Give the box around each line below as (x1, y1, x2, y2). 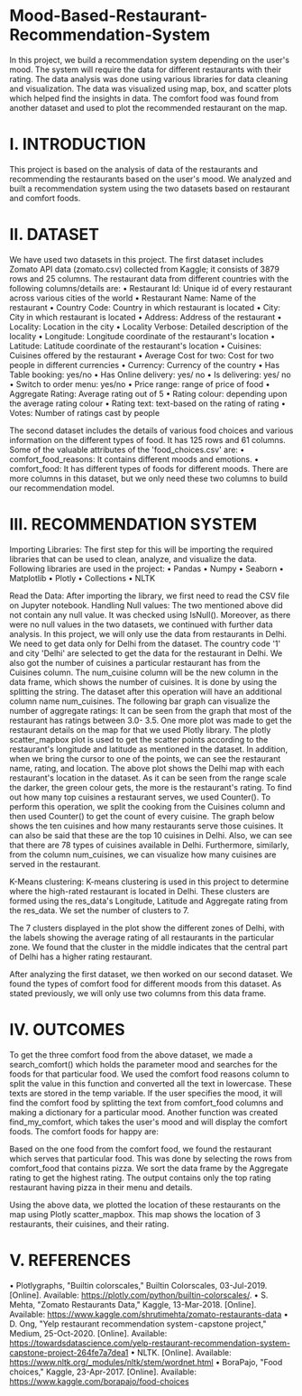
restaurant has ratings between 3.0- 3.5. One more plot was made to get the (9, 715, 292, 726)
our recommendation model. (9, 482, 115, 493)
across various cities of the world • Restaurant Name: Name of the (9, 292, 257, 303)
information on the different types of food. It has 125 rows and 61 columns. (9, 434, 286, 445)
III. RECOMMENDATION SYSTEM (9, 514, 258, 534)
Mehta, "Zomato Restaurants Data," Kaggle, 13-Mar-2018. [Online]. (9, 1299, 257, 1309)
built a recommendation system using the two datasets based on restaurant (9, 182, 290, 194)
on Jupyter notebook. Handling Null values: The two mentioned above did (9, 599, 283, 610)
